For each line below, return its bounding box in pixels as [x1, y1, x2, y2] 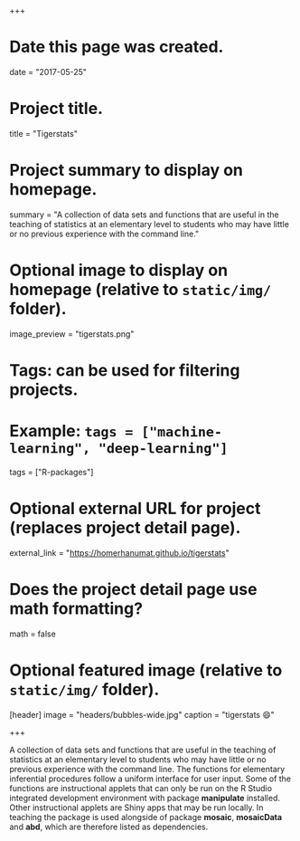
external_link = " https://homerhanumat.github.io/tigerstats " [9, 547, 230, 558]
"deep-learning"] [98, 440, 229, 457]
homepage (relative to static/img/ [9, 280, 272, 300]
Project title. [9, 99, 104, 119]
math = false [9, 628, 56, 639]
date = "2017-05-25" [9, 66, 88, 77]
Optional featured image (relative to [9, 660, 283, 680]
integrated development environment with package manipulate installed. [9, 792, 281, 803]
